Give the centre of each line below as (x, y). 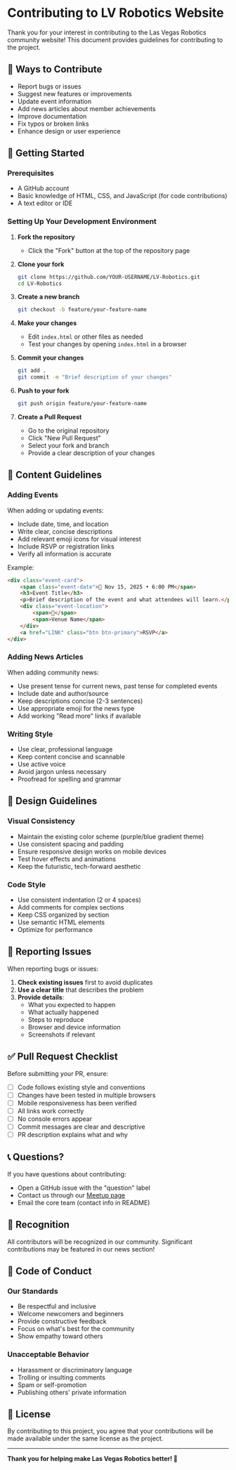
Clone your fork (41, 264)
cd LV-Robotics (40, 283)
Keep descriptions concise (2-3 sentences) (80, 701)
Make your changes (47, 323)
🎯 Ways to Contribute (55, 69)
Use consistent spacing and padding (71, 844)
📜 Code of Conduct (50, 1272)
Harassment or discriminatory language (74, 1370)
